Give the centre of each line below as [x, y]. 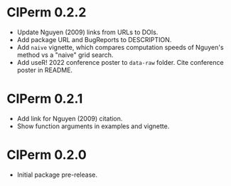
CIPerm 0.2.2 [47, 12]
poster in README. [44, 70]
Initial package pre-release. [57, 175]
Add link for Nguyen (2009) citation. [70, 118]
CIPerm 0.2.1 [45, 99]
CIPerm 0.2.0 [47, 155]
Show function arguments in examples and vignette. [93, 126]
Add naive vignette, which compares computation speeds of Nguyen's [120, 47]
